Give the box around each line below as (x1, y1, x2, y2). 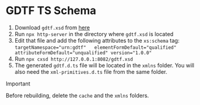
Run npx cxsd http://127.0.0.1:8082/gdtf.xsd (14, 55, 133, 62)
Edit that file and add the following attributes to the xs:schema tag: (14, 37, 180, 44)
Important (6, 80, 31, 87)
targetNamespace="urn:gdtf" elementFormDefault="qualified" (14, 44, 177, 51)
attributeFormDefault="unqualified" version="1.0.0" (14, 49, 152, 56)
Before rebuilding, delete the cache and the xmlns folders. (6, 92, 149, 99)
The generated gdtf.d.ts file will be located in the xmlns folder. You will (14, 62, 194, 69)
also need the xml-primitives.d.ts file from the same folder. (14, 68, 168, 75)
